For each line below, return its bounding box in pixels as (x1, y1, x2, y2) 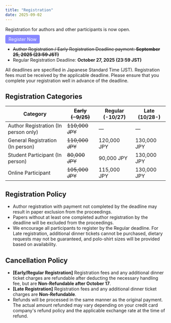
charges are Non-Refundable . (12, 291, 76, 297)
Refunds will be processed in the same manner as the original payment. (12, 297, 163, 303)
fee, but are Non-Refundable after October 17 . (12, 280, 111, 286)
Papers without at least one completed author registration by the (12, 214, 148, 221)
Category (23, 111, 47, 118)
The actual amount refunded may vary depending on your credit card (12, 302, 158, 308)
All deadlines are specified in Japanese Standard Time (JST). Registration (5, 67, 160, 73)
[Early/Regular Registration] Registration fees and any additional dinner (12, 270, 164, 276)
